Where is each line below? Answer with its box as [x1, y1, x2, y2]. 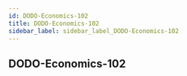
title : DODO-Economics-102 [8, 19, 100, 27]
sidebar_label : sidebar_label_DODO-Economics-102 [8, 27, 180, 35]
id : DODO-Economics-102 [8, 11, 89, 20]
